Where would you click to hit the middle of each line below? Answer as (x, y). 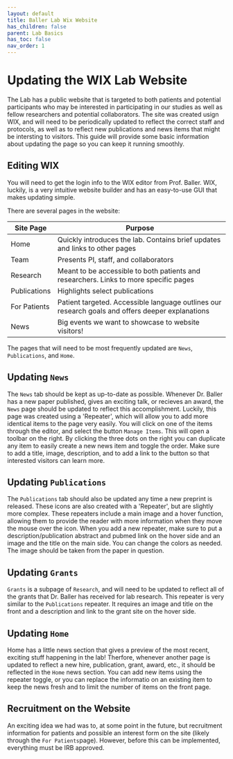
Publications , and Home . (41, 355)
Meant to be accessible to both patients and (129, 270)
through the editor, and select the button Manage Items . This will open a (109, 431)
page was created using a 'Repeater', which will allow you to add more (108, 416)
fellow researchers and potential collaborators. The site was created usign (113, 114)
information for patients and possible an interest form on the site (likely (108, 733)
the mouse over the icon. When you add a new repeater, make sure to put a (115, 528)
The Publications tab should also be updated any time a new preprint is (110, 499)
